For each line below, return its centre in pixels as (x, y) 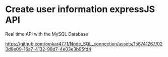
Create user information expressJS (80, 9)
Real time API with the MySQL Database (47, 34)
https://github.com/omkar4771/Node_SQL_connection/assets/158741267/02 (84, 43)
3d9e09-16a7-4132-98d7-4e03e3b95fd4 (48, 49)
